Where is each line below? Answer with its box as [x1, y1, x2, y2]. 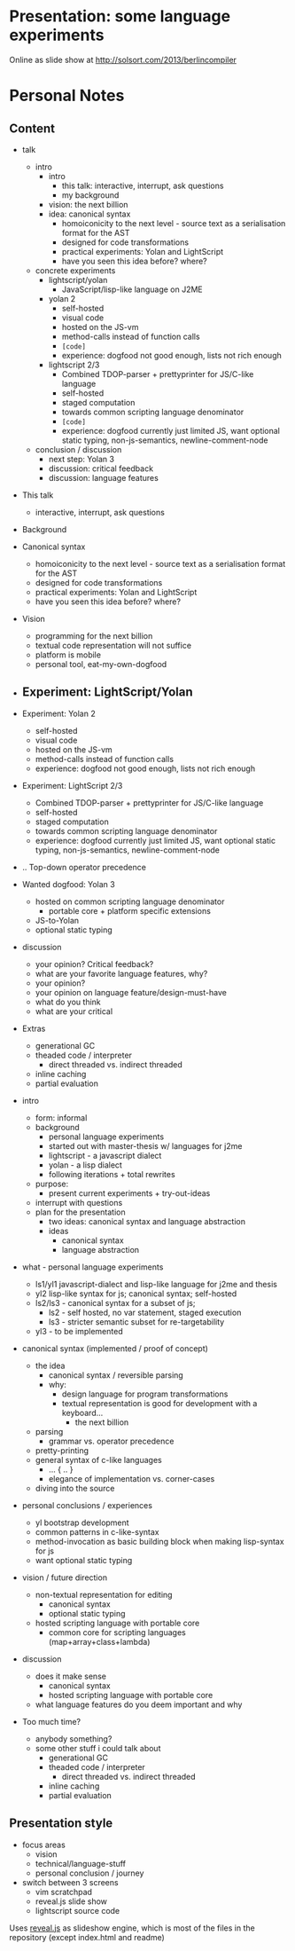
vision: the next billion [48, 199, 128, 209]
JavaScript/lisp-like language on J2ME [61, 284, 204, 295]
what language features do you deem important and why [35, 1699, 243, 1710]
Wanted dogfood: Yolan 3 [21, 878, 115, 889]
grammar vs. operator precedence [48, 1436, 175, 1446]
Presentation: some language [9, 6, 231, 27]
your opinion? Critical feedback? [35, 958, 154, 969]
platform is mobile [35, 649, 102, 660]
